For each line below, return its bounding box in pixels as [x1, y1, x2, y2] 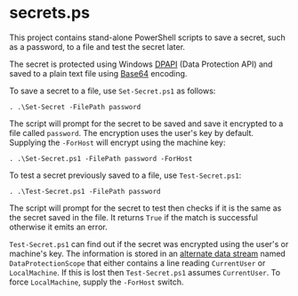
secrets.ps [9, 3, 91, 23]
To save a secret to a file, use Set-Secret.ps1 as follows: [9, 85, 216, 96]
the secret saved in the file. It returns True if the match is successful [9, 212, 258, 222]
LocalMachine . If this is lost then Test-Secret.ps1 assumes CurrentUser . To [9, 267, 281, 277]
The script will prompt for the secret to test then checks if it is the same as [9, 203, 282, 213]
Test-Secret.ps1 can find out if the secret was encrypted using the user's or [9, 238, 289, 249]
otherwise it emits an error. [9, 221, 109, 232]
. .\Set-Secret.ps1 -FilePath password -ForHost [9, 154, 193, 163]
